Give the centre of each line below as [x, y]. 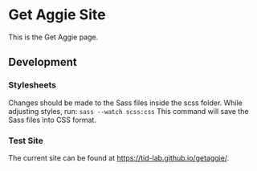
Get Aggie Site [57, 15]
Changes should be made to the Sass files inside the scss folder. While [126, 103]
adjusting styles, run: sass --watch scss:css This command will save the [128, 111]
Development [43, 62]
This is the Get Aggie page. [53, 37]
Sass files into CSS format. [52, 120]
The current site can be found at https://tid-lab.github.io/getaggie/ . [119, 157]
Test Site [26, 140]
